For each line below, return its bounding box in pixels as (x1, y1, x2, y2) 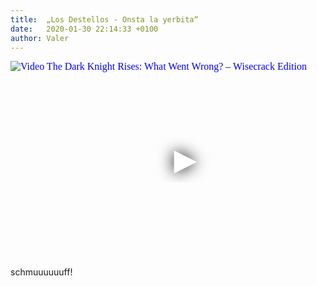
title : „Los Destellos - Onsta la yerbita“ (10, 14, 199, 25)
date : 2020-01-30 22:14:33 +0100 (10, 24, 159, 34)
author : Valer (10, 33, 70, 43)
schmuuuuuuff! (10, 266, 73, 278)
